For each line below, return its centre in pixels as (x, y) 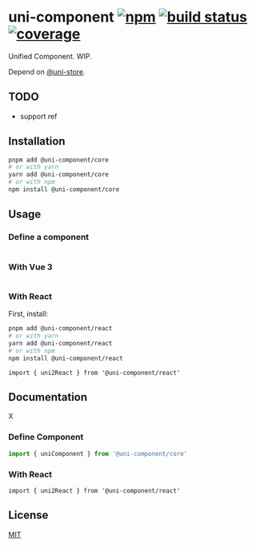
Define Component (46, 437)
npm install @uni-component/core (64, 190)
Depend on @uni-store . (47, 71)
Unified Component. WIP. (50, 56)
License (28, 515)
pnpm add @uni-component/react (60, 329)
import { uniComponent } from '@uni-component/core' (98, 453)
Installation (37, 141)
